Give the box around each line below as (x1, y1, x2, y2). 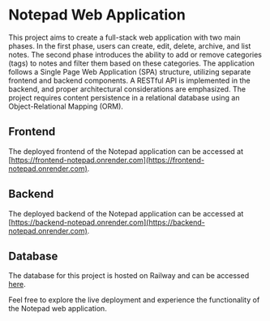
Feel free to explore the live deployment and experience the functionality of (8, 295, 260, 305)
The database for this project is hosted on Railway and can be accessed (8, 271, 250, 280)
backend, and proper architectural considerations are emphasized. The (8, 83, 246, 94)
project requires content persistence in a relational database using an (8, 92, 240, 102)
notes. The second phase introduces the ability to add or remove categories (8, 49, 262, 59)
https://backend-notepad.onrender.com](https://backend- (11, 217, 205, 227)
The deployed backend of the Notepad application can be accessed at (8, 208, 244, 218)
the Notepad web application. (8, 304, 107, 314)
